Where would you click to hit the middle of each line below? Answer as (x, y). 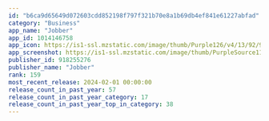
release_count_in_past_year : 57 (62, 90)
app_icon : (25, 45)
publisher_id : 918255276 (50, 60)
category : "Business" (44, 23)
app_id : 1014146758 (41, 38)
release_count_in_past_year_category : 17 (78, 97)
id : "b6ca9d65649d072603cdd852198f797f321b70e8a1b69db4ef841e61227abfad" (134, 16)
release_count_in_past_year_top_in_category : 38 (91, 104)
